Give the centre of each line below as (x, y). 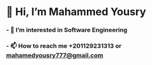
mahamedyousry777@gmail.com (55, 56)
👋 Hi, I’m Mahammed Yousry (76, 12)
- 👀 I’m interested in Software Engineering (67, 30)
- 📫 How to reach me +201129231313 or (64, 46)
